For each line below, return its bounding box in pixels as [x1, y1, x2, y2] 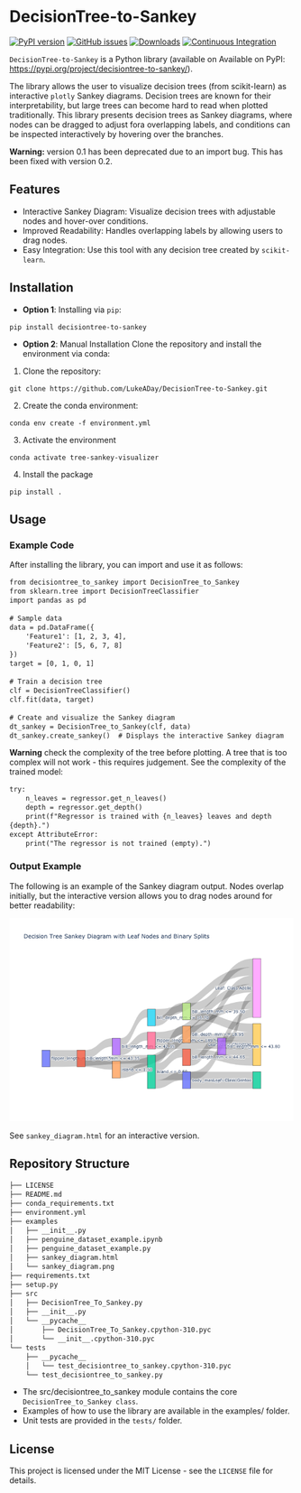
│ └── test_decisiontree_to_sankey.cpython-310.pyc [25, 1361, 232, 1371]
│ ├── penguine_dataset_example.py [9, 1244, 151, 1254]
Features [9, 182, 60, 198]
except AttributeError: [9, 830, 99, 839]
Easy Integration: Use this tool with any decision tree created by [22, 244, 260, 255]
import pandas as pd [9, 596, 87, 606]
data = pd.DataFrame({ [9, 623, 95, 633]
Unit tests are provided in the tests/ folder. [22, 1415, 183, 1426]
